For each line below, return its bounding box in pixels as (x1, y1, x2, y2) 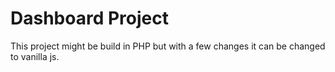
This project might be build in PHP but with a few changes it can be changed (10, 40, 326, 52)
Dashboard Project (10, 7, 169, 30)
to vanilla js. (10, 50, 60, 62)
